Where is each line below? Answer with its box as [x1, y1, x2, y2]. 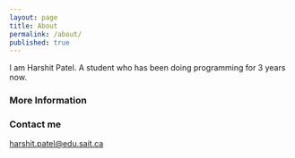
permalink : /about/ [9, 29, 82, 38]
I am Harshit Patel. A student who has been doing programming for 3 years [9, 62, 286, 73]
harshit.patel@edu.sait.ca [9, 138, 104, 149]
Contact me [9, 118, 62, 130]
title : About [9, 21, 58, 30]
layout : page [9, 12, 58, 22]
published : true [9, 37, 70, 47]
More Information [9, 95, 87, 107]
